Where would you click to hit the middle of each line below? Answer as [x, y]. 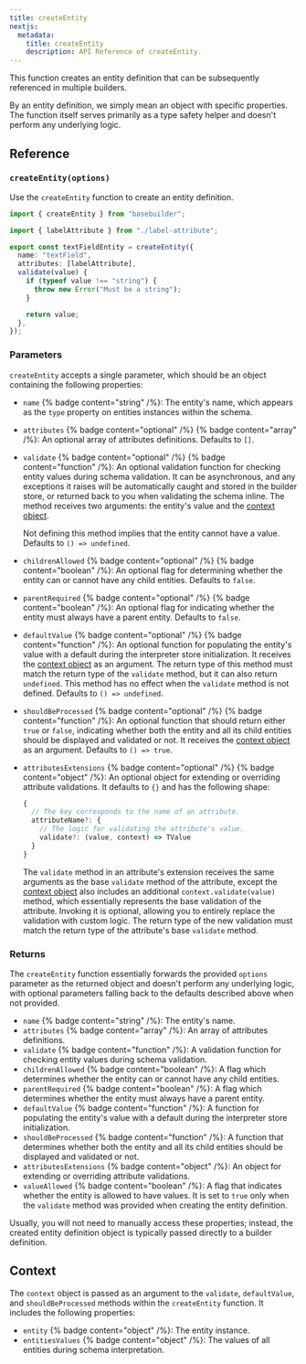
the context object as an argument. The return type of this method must [158, 664]
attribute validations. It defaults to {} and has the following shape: [146, 786]
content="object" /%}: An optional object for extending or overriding [151, 777]
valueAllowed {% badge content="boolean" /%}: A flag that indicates [152, 1186]
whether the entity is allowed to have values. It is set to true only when [156, 1196]
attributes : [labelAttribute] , [77, 264]
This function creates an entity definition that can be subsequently [135, 78]
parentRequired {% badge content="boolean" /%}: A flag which [142, 1089]
